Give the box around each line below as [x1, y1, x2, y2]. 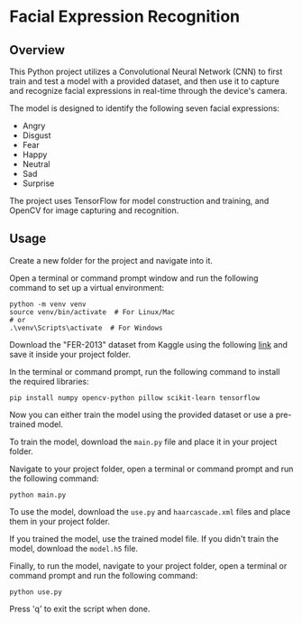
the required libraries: [9, 376, 89, 386]
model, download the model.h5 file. [9, 543, 138, 553]
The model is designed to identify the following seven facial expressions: [9, 103, 279, 114]
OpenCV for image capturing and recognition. [9, 205, 179, 216]
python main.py [9, 490, 67, 499]
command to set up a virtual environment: [9, 282, 165, 293]
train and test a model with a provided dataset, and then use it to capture [9, 76, 279, 87]
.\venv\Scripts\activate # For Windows [9, 323, 164, 332]
